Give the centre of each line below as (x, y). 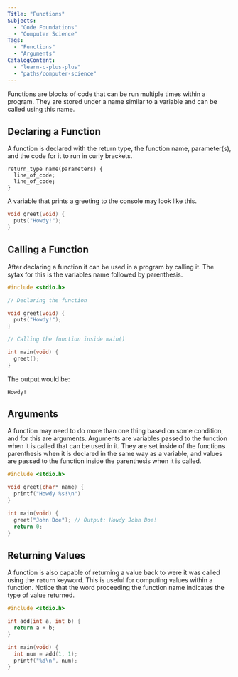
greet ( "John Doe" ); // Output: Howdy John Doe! (86, 520)
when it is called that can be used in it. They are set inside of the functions (116, 446)
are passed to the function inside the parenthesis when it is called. (104, 461)
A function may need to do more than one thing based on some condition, (115, 431)
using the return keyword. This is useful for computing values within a (110, 580)
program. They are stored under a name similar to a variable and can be (113, 101)
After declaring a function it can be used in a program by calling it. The (111, 267)
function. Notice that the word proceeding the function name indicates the (116, 588)
